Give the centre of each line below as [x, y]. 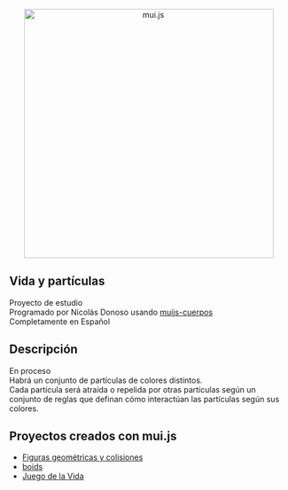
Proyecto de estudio [46, 302]
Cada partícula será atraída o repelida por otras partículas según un [132, 389]
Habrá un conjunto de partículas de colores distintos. [106, 380]
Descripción [43, 350]
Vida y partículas [57, 281]
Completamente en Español [60, 321]
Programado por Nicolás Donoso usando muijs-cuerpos [111, 312]
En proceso [30, 370]
